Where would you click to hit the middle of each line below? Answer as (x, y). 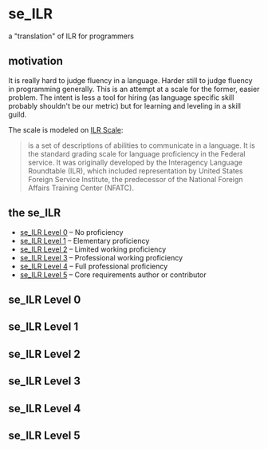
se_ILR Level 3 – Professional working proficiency (101, 257)
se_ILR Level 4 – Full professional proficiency (94, 266)
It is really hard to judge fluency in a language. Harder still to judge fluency (130, 80)
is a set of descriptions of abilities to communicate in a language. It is (141, 145)
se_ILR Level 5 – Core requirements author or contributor (113, 274)
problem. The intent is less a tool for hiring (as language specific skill (121, 97)
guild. (18, 114)
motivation (36, 61)
